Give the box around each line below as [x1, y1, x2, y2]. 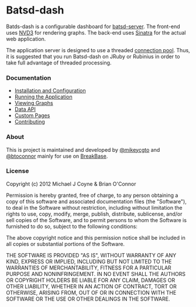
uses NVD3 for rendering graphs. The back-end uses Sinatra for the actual [6, 29, 186, 36]
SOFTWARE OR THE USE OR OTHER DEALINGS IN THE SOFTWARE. [6, 295, 170, 302]
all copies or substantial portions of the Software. [6, 240, 125, 247]
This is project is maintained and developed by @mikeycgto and [6, 146, 160, 153]
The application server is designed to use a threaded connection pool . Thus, [6, 46, 190, 53]
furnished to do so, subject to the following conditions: [6, 223, 137, 230]
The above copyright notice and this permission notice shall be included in [6, 234, 185, 241]
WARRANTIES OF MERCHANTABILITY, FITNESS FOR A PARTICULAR [6, 264, 171, 271]
